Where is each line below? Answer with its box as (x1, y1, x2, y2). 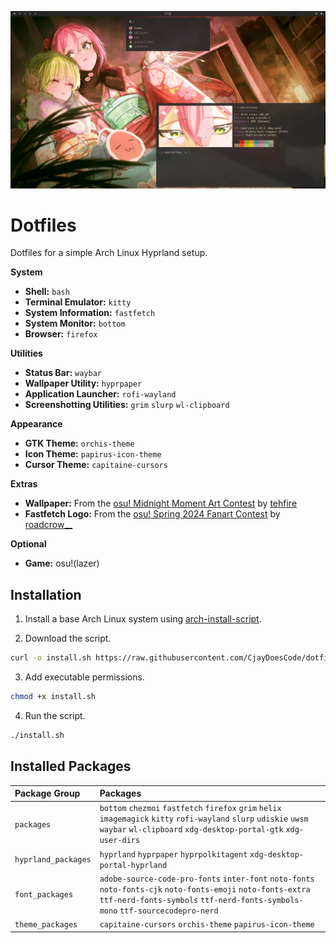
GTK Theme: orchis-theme (24, 437, 135, 450)
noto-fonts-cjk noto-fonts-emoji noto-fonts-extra (99, 884, 311, 895)
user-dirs (99, 836, 141, 846)
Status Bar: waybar (24, 367, 102, 379)
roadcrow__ (24, 519, 73, 531)
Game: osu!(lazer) (24, 557, 100, 570)
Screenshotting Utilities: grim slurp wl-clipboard (24, 399, 230, 411)
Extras (10, 478, 38, 490)
